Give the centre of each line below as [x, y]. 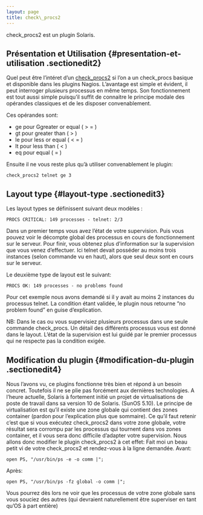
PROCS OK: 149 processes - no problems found [64, 286]
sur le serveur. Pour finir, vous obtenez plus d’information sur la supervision [100, 244]
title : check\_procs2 [34, 18]
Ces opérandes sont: [32, 115]
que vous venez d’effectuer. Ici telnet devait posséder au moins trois [91, 250]
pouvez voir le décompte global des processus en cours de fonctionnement [101, 237]
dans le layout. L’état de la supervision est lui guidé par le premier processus [101, 335]
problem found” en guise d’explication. [54, 310]
